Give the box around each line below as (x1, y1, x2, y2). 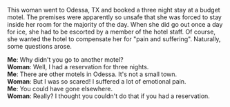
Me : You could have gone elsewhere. (7, 85, 113, 93)
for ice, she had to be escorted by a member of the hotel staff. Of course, (7, 27, 216, 36)
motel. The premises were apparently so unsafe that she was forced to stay (7, 13, 222, 21)
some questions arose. (7, 43, 73, 50)
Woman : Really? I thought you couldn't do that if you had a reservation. (7, 92, 211, 100)
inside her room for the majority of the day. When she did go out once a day (7, 21, 223, 28)
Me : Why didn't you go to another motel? (7, 56, 124, 64)
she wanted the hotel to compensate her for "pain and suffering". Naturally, (7, 35, 221, 43)
